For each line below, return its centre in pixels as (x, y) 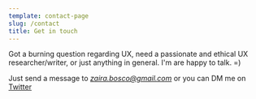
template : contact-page (49, 16)
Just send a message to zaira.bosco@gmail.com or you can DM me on (127, 79)
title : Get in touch (43, 31)
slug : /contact (34, 24)
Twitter (20, 87)
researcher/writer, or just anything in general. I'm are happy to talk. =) (125, 62)
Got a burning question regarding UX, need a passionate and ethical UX (128, 54)
